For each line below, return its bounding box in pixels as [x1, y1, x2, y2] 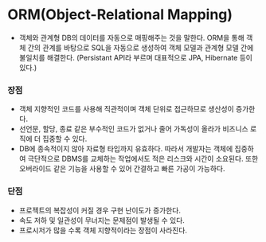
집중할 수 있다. [42, 134, 88, 144]
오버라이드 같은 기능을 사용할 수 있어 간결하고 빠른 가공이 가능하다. [18, 164, 225, 174]
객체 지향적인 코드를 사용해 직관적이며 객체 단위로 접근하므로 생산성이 [18, 104, 234, 114]
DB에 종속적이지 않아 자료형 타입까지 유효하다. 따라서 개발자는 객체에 [18, 144, 233, 154]
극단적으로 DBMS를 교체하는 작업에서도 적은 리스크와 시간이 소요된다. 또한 [27, 154, 259, 164]
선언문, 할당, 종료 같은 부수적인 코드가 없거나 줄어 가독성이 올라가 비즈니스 [18, 124, 248, 134]
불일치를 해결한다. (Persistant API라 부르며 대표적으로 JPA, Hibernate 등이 [18, 53, 252, 62]
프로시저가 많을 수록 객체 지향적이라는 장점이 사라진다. [18, 225, 188, 235]
